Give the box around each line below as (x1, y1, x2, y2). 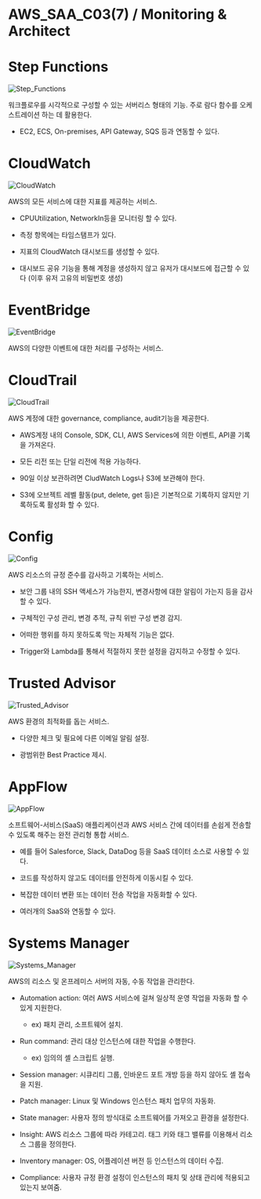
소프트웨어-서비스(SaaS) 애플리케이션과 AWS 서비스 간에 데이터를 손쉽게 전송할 (8, 820, 252, 829)
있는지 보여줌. (19, 1183, 63, 1192)
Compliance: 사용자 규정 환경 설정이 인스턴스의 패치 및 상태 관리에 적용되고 (19, 1172, 251, 1182)
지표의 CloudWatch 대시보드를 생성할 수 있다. (19, 247, 160, 257)
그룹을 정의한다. (27, 1139, 77, 1149)
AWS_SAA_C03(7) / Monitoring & (8, 5, 227, 24)
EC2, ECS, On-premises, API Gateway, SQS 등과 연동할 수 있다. (19, 127, 220, 137)
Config (8, 528, 53, 546)
